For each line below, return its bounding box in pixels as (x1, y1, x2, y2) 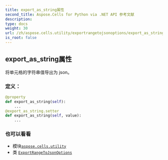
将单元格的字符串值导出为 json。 (5, 69, 72, 75)
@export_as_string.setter (5, 108, 59, 113)
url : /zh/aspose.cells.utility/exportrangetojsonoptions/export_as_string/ (5, 30, 166, 35)
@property (5, 94, 26, 99)
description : (5, 16, 32, 21)
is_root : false (5, 35, 37, 40)
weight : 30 (5, 26, 28, 31)
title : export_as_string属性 (5, 7, 64, 12)
